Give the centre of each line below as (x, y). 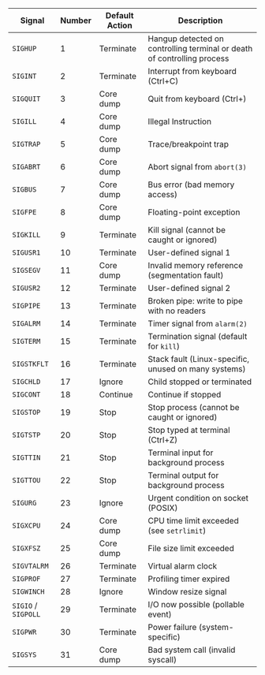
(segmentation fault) (186, 275)
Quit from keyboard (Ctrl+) (197, 99)
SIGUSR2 (26, 288)
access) (163, 194)
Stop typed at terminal (189, 430)
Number (76, 21)
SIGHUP (24, 48)
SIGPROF (26, 579)
